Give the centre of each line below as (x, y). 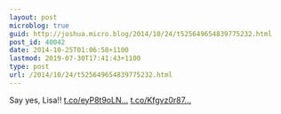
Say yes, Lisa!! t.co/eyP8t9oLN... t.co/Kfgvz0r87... (100, 100)
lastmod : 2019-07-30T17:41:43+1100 (75, 58)
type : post (29, 67)
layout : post (33, 17)
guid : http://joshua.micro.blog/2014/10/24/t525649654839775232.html (141, 34)
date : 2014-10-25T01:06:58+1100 (69, 50)
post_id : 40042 (37, 42)
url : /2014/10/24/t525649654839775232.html (91, 75)
